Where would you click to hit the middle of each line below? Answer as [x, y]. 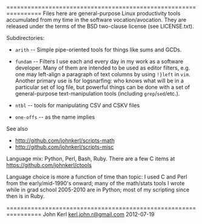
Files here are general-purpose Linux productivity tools [112, 13]
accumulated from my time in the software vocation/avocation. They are [96, 20]
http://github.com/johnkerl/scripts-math [65, 140]
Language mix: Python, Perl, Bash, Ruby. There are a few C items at [91, 159]
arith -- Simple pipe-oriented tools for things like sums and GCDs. [98, 50]
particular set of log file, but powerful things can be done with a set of [103, 87]
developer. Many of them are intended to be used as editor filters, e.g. [103, 68]
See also [17, 129]
